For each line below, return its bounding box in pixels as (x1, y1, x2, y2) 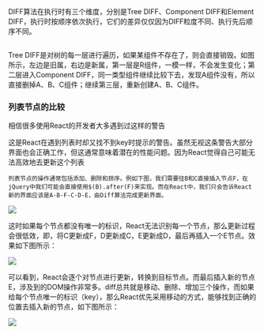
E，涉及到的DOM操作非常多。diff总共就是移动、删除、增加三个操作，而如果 (8, 283, 255, 292)
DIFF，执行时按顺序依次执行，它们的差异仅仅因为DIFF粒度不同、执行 (8, 17, 232, 26)
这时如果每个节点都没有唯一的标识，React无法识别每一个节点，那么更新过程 (8, 221, 255, 231)
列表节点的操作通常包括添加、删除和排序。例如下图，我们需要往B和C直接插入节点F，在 (8, 175, 249, 183)
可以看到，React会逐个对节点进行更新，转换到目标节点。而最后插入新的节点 (8, 272, 255, 282)
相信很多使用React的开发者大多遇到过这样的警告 (8, 121, 166, 130)
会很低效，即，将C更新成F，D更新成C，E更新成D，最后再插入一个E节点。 (8, 231, 249, 241)
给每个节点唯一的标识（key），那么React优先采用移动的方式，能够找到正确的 (8, 292, 257, 302)
